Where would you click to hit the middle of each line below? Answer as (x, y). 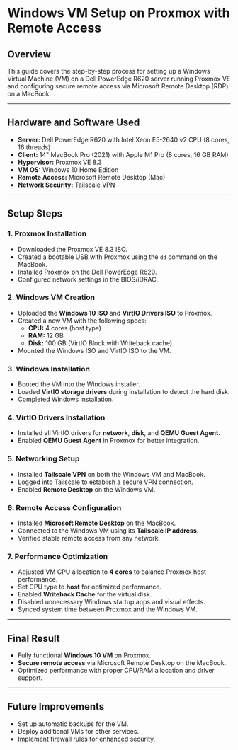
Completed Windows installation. (66, 399)
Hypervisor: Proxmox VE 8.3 (60, 162)
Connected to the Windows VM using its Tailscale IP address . (108, 530)
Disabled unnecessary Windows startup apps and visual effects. (111, 602)
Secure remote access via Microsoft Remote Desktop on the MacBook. (122, 663)
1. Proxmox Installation (47, 233)
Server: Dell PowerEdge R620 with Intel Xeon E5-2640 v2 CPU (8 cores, (124, 139)
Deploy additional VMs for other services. (78, 731)
